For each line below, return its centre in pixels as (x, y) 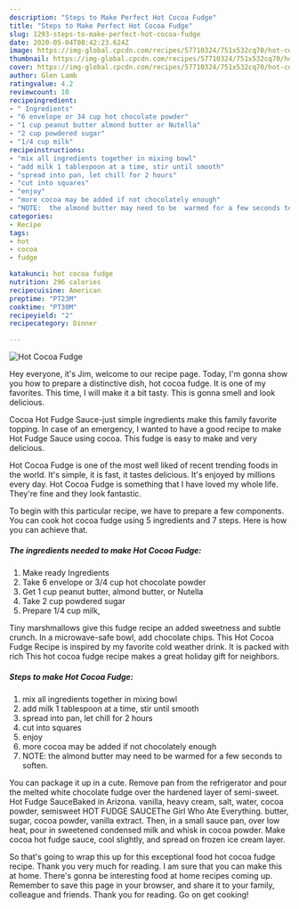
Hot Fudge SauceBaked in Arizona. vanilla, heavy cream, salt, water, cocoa (146, 802)
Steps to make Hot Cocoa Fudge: (71, 676)
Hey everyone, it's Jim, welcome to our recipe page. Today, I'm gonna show (148, 374)
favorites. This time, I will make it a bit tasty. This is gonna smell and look (142, 393)
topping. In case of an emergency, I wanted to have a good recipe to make (145, 430)
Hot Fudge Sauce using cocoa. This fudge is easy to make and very (133, 438)
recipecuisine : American (55, 291)
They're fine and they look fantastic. (76, 494)
